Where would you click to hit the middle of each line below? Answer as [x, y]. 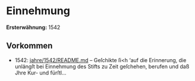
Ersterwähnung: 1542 [33, 27]
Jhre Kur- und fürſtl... [40, 73]
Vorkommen [29, 46]
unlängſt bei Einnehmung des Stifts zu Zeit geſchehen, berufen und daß [102, 66]
